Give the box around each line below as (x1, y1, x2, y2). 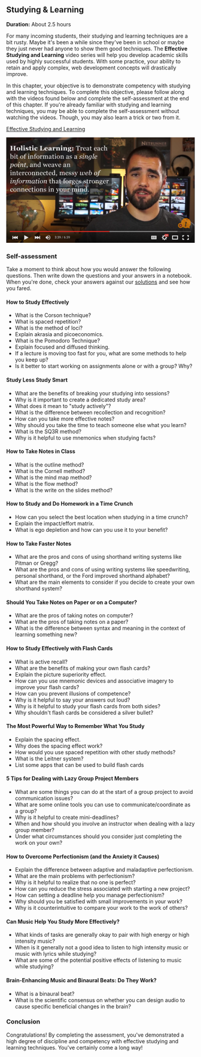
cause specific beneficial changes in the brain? (14, 1003, 132, 1010)
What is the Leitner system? (14, 755, 84, 762)
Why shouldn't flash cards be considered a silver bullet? (14, 709, 154, 716)
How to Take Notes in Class (6, 448, 76, 455)
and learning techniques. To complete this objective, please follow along (6, 88, 185, 95)
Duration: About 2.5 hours (6, 20, 71, 28)
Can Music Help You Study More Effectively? (6, 918, 120, 925)
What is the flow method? (14, 480, 78, 487)
